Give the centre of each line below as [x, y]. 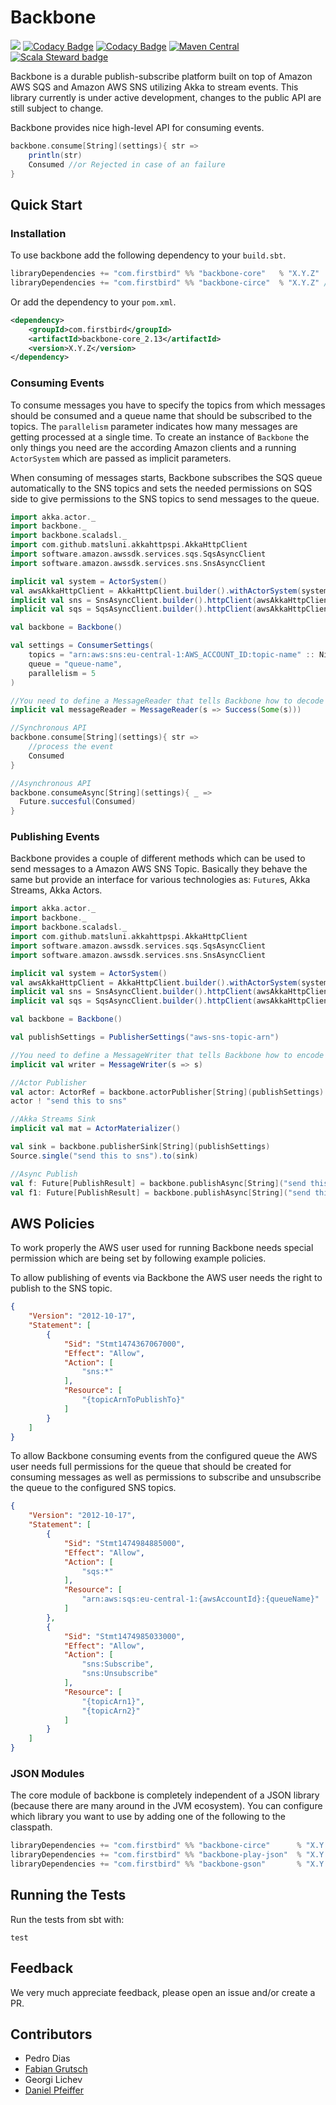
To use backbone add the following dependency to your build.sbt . [148, 255]
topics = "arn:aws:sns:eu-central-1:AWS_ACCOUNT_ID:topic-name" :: [171, 655]
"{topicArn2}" [111, 1711]
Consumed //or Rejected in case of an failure [127, 164]
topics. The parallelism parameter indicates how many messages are [154, 426]
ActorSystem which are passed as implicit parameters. [121, 458]
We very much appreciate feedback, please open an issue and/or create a [163, 1992]
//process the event [71, 747]
